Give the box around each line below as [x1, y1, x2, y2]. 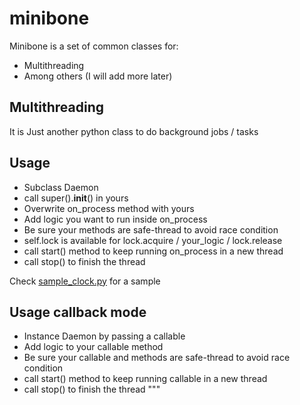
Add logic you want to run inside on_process [23, 213, 208, 225]
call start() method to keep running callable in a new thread [23, 373, 268, 385]
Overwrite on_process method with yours [23, 202, 195, 214]
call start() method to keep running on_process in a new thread [23, 245, 284, 257]
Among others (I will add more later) [23, 70, 173, 82]
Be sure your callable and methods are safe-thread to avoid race [23, 352, 291, 364]
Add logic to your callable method [23, 341, 164, 353]
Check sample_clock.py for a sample [9, 275, 161, 287]
